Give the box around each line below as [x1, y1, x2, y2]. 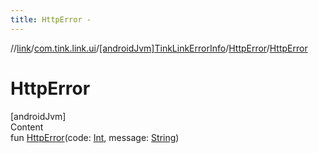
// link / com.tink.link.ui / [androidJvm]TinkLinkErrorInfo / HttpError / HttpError [10, 42, 308, 54]
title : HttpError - [10, 14, 92, 25]
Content [10, 121, 44, 133]
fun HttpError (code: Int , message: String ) [10, 131, 180, 143]
